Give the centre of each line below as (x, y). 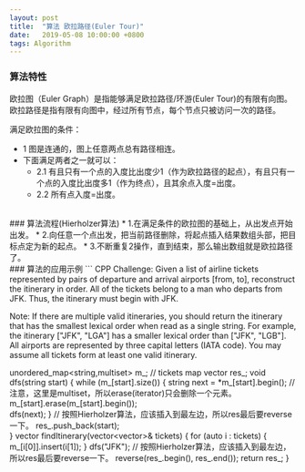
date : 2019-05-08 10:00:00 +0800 (77, 35)
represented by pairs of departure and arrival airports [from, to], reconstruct (152, 279)
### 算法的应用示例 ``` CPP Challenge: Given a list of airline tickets (134, 269)
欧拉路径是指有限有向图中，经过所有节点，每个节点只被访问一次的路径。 (145, 109)
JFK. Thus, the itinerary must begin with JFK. (94, 298)
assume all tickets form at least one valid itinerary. (103, 354)
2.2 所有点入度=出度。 (78, 194)
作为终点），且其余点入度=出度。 (180, 182)
